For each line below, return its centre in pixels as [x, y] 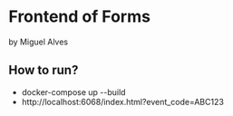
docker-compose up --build [73, 92]
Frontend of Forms [80, 17]
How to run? [44, 70]
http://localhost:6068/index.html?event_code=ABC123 [122, 101]
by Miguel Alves [39, 42]
